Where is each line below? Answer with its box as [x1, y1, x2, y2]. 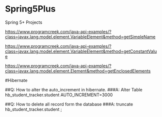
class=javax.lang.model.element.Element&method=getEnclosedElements [5, 68, 151, 73]
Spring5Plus [5, 3, 56, 15]
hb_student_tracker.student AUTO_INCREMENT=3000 [5, 92, 113, 98]
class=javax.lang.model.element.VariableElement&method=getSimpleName [5, 34, 156, 40]
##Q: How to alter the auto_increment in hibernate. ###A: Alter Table [5, 87, 143, 92]
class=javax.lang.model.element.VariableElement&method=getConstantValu [5, 48, 157, 54]
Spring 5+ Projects [5, 19, 43, 25]
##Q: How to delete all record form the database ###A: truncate [5, 101, 133, 107]
